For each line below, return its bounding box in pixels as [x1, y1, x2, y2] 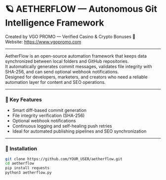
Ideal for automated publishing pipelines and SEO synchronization [12, 128, 147, 134]
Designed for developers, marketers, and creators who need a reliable [5, 74, 148, 80]
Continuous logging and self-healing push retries [12, 123, 112, 129]
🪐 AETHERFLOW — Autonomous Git [5, 3, 157, 15]
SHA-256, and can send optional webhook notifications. [5, 69, 119, 74]
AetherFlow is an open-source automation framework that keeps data [5, 53, 147, 59]
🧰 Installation [5, 145, 38, 152]
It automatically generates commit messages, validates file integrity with [5, 63, 152, 69]
